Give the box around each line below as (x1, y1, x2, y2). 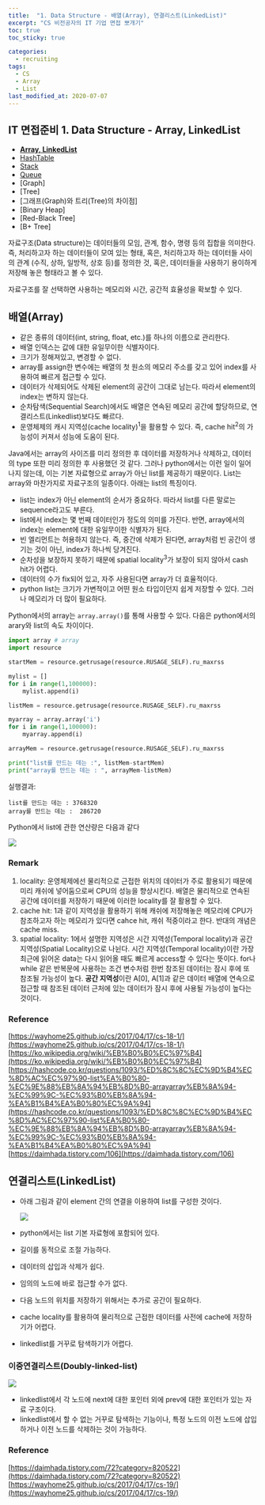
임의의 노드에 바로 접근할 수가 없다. (19, 1279, 128, 1288)
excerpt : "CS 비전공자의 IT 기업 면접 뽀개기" (8, 19, 145, 27)
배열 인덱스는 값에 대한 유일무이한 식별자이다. (19, 342, 160, 352)
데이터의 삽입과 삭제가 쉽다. (19, 1262, 105, 1272)
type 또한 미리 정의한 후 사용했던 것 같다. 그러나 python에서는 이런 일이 (16, 458, 237, 467)
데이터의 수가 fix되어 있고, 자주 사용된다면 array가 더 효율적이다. (19, 574, 218, 584)
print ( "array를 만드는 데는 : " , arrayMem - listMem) (8, 766, 172, 774)
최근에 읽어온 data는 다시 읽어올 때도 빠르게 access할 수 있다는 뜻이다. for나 (19, 954, 256, 963)
